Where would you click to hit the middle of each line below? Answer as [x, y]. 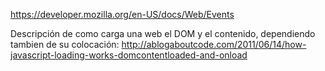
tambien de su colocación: [65, 44]
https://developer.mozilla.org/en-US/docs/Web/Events [122, 14]
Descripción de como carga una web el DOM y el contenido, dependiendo [163, 33]
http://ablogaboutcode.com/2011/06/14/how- [214, 44]
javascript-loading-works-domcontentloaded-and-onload [129, 55]
